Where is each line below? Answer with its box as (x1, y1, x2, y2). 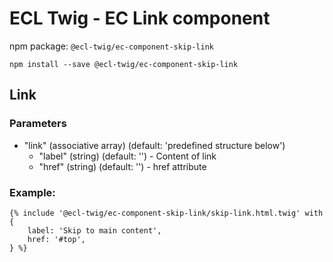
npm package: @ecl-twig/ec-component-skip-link (9, 40, 214, 52)
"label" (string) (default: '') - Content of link (38, 150, 217, 162)
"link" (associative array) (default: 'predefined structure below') (23, 139, 286, 151)
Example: (9, 185, 56, 199)
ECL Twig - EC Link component (9, 7, 271, 30)
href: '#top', (27, 234, 86, 244)
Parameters (9, 117, 67, 131)
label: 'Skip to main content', (27, 225, 162, 236)
